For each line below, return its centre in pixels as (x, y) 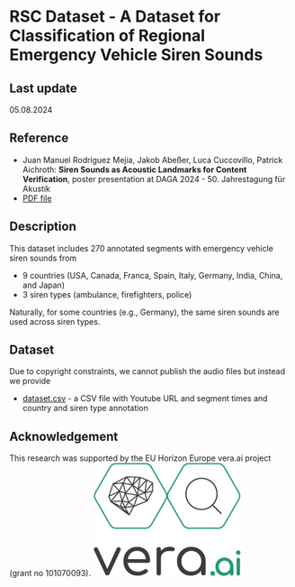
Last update (44, 88)
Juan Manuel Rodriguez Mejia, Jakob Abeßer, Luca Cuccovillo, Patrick (152, 160)
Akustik (36, 188)
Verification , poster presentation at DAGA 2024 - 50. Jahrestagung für (154, 179)
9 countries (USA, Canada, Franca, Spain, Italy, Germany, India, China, (152, 275)
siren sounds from (43, 258)
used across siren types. (55, 321)
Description (43, 227)
